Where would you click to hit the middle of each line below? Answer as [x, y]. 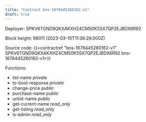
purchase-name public [35, 93]
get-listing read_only [33, 109]
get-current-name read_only [41, 104]
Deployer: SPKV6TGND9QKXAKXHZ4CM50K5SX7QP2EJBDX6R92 [73, 28]
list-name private [30, 77]
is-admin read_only [32, 114]
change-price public [33, 88]
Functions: [16, 68]
